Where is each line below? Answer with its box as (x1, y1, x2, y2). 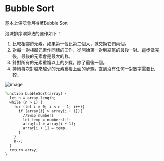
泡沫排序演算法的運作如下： (5, 30, 62, 36)
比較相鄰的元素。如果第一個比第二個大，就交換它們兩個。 (12, 40, 129, 47)
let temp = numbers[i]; (23, 117, 71, 122)
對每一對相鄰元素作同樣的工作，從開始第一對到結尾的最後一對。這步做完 (12, 47, 159, 53)
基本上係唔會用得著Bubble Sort (5, 20, 68, 26)
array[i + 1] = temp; (23, 125, 67, 131)
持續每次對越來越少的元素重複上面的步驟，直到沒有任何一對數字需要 (12, 65, 151, 72)
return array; (9, 147, 38, 152)
